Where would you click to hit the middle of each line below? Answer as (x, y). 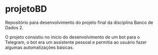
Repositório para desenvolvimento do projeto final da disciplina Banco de (79, 22)
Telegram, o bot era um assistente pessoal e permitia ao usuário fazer (76, 42)
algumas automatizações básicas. (39, 47)
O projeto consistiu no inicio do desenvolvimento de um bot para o (73, 37)
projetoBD (26, 9)
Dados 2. (14, 27)
